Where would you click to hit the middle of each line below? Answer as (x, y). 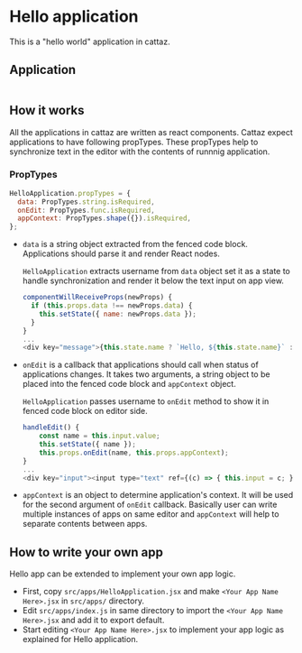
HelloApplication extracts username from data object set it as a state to (156, 271)
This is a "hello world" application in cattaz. (90, 41)
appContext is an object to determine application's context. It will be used (158, 495)
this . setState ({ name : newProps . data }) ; (118, 314)
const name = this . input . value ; (100, 436)
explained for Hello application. (80, 639)
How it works (47, 110)
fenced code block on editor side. (85, 411)
